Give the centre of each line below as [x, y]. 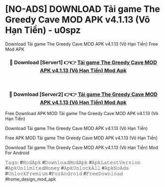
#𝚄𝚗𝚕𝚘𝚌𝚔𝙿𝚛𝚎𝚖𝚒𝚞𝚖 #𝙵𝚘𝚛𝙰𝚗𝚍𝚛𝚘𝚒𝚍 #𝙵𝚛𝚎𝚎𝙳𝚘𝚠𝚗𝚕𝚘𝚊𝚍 [64, 173]
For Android [17, 153]
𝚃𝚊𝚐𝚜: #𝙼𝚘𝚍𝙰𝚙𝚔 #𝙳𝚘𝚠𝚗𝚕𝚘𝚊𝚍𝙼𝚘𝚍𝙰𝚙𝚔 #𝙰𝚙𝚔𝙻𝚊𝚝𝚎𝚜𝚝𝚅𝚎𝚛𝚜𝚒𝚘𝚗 [73, 162]
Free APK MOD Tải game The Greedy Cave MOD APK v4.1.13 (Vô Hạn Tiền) [81, 138]
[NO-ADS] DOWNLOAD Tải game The [82, 9]
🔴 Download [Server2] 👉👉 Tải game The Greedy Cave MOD [83, 94]
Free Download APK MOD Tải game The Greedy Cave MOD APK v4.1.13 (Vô [82, 113]
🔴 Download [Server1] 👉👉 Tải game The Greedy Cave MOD [83, 62]
